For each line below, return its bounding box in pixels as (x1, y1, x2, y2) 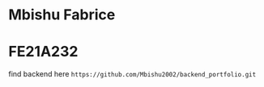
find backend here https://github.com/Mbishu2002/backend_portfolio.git (8, 69, 257, 79)
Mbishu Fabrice (8, 6, 116, 24)
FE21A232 (8, 43, 79, 61)
